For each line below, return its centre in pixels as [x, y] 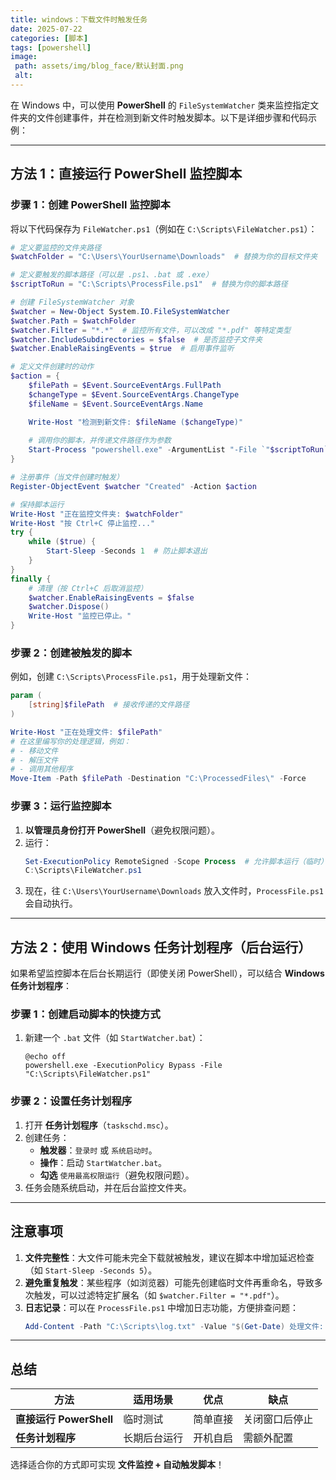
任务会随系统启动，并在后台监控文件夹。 [108, 1187]
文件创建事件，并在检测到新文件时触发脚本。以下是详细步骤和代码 [172, 117]
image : [24, 57]
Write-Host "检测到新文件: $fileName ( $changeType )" [136, 422]
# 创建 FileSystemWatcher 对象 [72, 302]
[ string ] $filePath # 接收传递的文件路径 [109, 705]
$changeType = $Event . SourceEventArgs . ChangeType [134, 394]
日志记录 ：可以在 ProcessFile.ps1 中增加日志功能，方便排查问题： [162, 1307]
